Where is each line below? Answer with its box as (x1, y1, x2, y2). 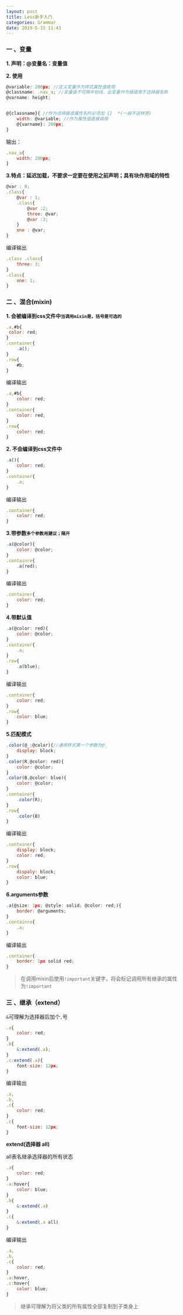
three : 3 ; (16, 261, 41, 267)
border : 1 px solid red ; (16, 958, 75, 964)
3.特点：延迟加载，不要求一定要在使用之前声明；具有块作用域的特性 (6, 172, 170, 179)
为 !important (20, 982, 53, 990)
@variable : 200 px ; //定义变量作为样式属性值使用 (6, 84, 115, 90)
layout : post (6, 8, 38, 15)
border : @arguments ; (16, 908, 67, 914)
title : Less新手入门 (6, 14, 53, 20)
